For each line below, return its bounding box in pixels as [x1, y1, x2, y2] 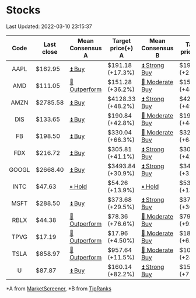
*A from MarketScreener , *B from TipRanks [6, 285, 112, 292]
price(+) [110, 44, 133, 52]
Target [112, 36, 131, 44]
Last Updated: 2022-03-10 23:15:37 [6, 23, 92, 30]
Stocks [6, 4, 41, 17]
